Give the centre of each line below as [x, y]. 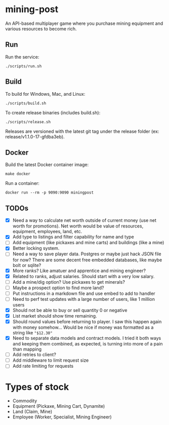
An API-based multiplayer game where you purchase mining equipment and [84, 23]
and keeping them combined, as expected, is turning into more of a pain [88, 344]
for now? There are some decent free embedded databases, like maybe [87, 260]
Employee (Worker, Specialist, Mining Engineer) [62, 417]
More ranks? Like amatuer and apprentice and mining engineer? [79, 271]
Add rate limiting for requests [43, 366]
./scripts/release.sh [28, 122]
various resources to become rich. [41, 28]
